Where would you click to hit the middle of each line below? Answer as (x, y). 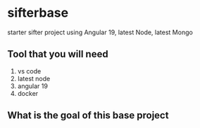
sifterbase (38, 13)
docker (28, 93)
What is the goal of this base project (88, 116)
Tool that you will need (58, 54)
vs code (29, 71)
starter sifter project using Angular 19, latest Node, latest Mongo (100, 32)
